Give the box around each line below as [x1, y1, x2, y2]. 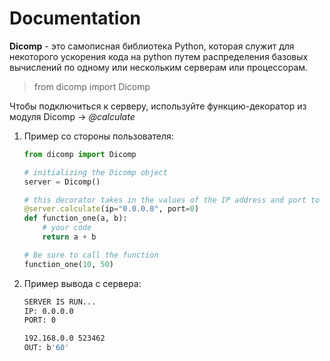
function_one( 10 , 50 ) [23, 259, 115, 269]
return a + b [42, 232, 97, 242]
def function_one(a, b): [23, 213, 128, 224]
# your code [42, 223, 92, 233]
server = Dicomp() [23, 177, 101, 187]
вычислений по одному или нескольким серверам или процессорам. [9, 61, 309, 73]
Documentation [9, 7, 142, 30]
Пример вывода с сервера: [23, 277, 142, 289]
